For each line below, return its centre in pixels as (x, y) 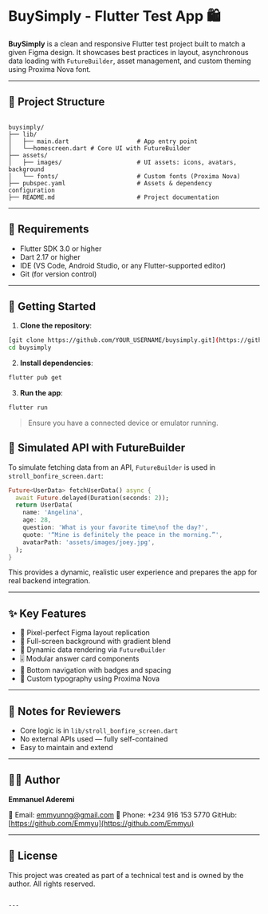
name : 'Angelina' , (53, 513)
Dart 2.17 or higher (50, 256)
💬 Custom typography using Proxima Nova (90, 679)
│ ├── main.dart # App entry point (103, 141)
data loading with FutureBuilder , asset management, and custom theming (130, 61)
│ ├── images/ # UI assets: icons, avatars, (123, 162)
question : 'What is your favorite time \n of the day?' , (116, 528)
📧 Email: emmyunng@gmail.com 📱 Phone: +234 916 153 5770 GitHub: (123, 815)
